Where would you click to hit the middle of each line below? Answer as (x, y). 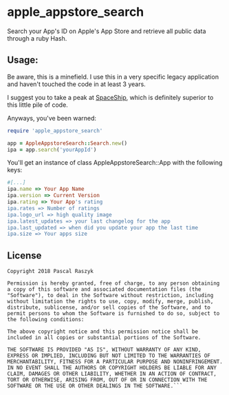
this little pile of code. (38, 105)
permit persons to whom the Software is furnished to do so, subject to (113, 314)
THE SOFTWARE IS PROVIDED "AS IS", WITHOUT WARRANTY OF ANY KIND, (104, 350)
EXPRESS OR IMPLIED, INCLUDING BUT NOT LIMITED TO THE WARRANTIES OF (109, 356)
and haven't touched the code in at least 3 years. (76, 84)
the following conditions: (46, 320)
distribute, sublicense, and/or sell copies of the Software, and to (109, 307)
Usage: (23, 60)
